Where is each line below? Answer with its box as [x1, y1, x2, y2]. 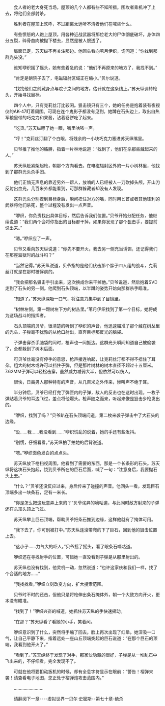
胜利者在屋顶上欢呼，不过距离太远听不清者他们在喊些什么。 [13, 21, 134, 27]
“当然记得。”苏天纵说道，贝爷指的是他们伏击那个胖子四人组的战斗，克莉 [13, 263, 158, 268]
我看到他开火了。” [13, 641, 48, 647]
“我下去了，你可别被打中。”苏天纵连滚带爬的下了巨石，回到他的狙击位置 [13, 527, 158, 532]
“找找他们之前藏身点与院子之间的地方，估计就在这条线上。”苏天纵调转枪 [13, 86, 158, 91]
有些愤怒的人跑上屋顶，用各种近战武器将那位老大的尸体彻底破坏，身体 [13, 32, 156, 37]
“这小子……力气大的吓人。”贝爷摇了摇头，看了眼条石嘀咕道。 [13, 544, 135, 549]
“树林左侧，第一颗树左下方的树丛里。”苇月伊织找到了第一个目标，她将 [13, 306, 153, 312]
